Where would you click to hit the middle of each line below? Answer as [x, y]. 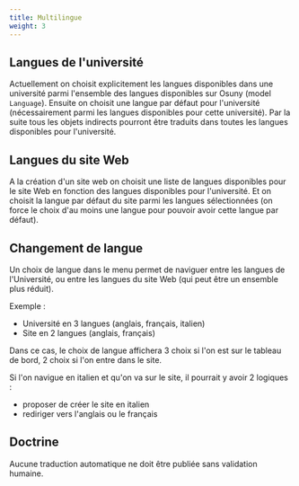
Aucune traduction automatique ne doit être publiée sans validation [133, 464]
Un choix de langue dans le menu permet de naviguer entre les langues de [147, 270]
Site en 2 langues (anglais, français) [88, 332]
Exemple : [28, 305]
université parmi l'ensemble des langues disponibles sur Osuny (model [141, 93]
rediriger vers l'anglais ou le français [90, 413]
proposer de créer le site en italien [86, 404]
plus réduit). [31, 288]
